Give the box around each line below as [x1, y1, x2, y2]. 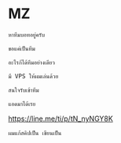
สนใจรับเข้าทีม [8, 86, 39, 94]
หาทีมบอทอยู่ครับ [8, 31, 46, 39]
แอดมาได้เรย [8, 100, 36, 107]
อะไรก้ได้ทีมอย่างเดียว [8, 58, 55, 66]
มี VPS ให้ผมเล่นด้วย [8, 72, 59, 80]
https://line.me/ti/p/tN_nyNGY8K [8, 114, 114, 123]
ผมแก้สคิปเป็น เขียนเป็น [8, 129, 62, 137]
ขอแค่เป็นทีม [8, 44, 35, 52]
